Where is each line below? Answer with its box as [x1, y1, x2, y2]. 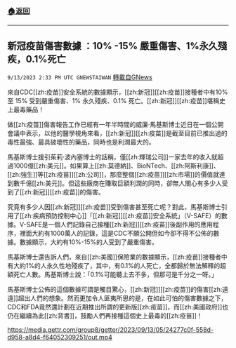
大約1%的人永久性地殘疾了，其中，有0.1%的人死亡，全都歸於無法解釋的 [13, 262, 221, 270]
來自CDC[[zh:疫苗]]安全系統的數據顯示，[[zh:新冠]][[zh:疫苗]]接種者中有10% [7, 88, 228, 96]
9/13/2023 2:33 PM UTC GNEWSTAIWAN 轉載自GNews [7, 73, 152, 81]
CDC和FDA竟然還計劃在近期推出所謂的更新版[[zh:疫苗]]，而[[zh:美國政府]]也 [7, 303, 229, 312]
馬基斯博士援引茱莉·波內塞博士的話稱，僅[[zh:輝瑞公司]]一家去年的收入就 [7, 153, 218, 161]
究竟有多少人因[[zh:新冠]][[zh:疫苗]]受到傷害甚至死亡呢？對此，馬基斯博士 [7, 203, 221, 211]
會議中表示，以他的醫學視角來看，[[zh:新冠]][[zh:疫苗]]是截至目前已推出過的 [7, 129, 228, 138]
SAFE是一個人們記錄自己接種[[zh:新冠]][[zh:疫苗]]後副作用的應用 [26, 220, 213, 229]
